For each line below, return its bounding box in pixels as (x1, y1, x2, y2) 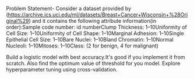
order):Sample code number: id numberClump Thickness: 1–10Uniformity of (6, 23, 188, 30)
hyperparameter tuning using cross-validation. (6, 66, 118, 73)
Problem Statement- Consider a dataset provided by (6, 5, 132, 12)
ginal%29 (6, 18, 29, 24)
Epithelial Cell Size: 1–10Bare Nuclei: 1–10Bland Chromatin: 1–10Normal (6, 36, 174, 43)
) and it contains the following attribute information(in (29, 18, 156, 24)
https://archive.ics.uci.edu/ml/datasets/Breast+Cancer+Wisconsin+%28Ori (8, 11, 188, 18)
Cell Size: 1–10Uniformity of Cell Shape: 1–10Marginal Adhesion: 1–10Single (6, 30, 185, 37)
